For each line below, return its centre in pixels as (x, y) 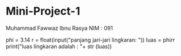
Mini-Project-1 (43, 11)
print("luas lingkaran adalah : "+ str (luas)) (59, 46)
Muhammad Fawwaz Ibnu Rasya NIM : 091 (59, 28)
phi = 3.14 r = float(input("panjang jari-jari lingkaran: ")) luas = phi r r (90, 40)
